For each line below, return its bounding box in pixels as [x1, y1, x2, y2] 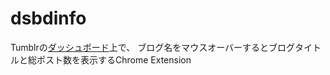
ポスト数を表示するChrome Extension [36, 53, 192, 66]
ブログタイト [268, 41, 322, 53]
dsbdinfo [10, 7, 87, 30]
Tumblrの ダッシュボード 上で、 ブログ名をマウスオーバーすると [10, 41, 270, 53]
